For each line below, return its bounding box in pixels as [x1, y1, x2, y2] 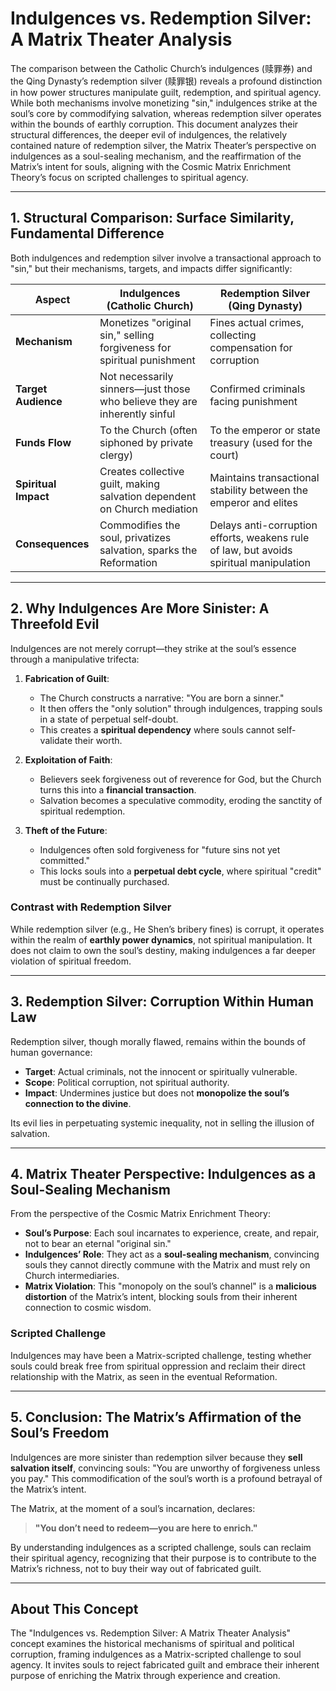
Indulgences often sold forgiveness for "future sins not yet [39, 843, 281, 856]
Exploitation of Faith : [24, 753, 113, 766]
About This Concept [10, 1600, 139, 1617]
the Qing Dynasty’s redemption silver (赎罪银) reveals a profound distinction [10, 75, 323, 87]
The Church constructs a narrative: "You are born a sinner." [39, 692, 285, 704]
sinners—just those [99, 382, 191, 396]
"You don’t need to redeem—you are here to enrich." [34, 1522, 258, 1534]
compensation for [209, 340, 293, 354]
